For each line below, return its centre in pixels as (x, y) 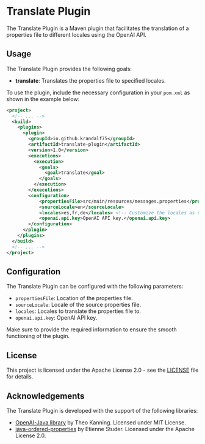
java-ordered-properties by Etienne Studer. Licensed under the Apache (105, 429)
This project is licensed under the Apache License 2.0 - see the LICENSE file (103, 370)
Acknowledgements (45, 396)
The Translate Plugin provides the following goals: (69, 69)
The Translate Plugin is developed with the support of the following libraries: (102, 410)
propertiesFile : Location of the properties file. (74, 298)
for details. (20, 377)
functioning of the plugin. (38, 336)
